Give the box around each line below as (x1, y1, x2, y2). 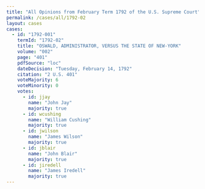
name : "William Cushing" (28, 116, 92, 123)
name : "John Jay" (28, 99, 72, 105)
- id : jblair (22, 144, 56, 151)
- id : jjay (22, 94, 51, 100)
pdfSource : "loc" (17, 60, 62, 66)
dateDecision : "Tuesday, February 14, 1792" (17, 65, 132, 72)
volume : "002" (17, 49, 53, 55)
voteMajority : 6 (17, 77, 59, 83)
